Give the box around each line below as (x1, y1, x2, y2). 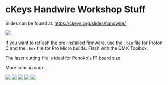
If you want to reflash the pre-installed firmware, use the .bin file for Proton (5, 39, 163, 46)
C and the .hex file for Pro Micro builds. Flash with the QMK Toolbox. (5, 45, 148, 51)
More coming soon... (5, 64, 49, 70)
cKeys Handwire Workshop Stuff (5, 4, 146, 15)
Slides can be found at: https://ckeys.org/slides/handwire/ (5, 20, 127, 26)
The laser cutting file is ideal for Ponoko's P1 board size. (5, 55, 122, 61)
